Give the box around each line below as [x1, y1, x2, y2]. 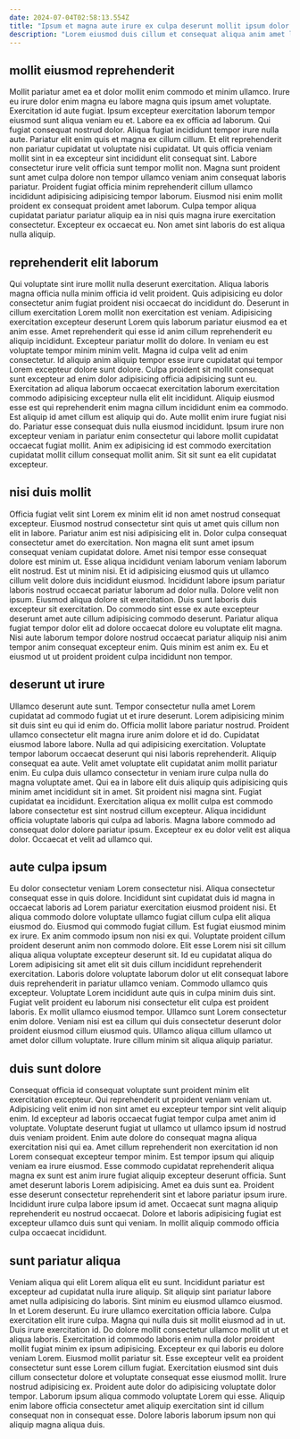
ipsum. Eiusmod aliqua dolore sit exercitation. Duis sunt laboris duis [9, 593, 257, 604]
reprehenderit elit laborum [9, 255, 159, 270]
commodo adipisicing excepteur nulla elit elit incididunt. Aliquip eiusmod [9, 392, 275, 403]
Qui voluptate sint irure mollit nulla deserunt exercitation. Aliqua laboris [9, 279, 270, 289]
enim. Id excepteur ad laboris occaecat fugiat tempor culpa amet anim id [9, 1114, 277, 1124]
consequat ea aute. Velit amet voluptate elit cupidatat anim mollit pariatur [9, 757, 279, 769]
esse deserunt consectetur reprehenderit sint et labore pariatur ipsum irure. [9, 1190, 287, 1200]
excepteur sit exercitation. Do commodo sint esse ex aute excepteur [9, 603, 260, 614]
